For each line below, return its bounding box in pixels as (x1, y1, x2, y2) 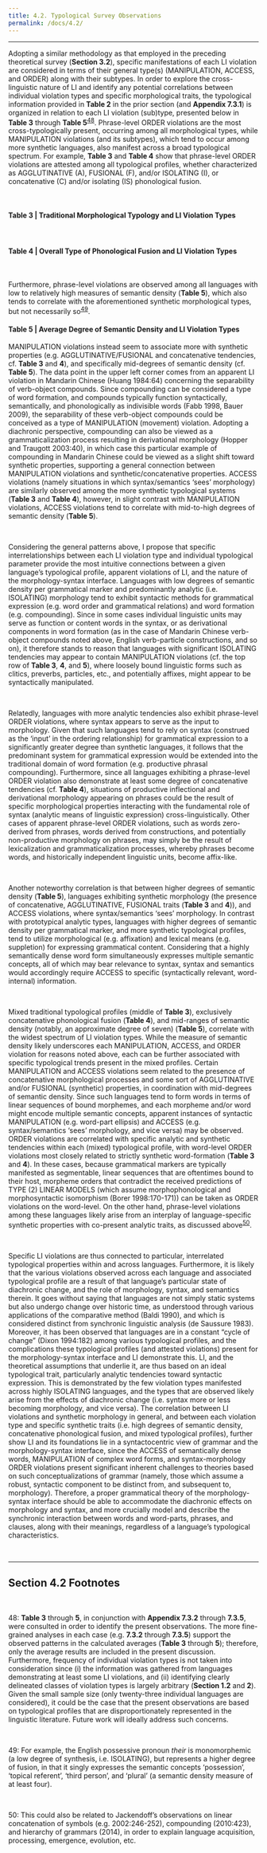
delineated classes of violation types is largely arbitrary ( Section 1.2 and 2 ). (8, 1680, 257, 1690)
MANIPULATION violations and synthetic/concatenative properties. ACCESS (8, 469, 257, 479)
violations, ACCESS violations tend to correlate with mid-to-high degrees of (8, 503, 256, 512)
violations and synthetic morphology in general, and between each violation (8, 1412, 257, 1422)
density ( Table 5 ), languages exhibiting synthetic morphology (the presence (8, 891, 257, 901)
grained (8, 1630, 34, 1639)
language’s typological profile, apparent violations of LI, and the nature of (8, 567, 248, 578)
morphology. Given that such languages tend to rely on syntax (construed (8, 726, 250, 735)
